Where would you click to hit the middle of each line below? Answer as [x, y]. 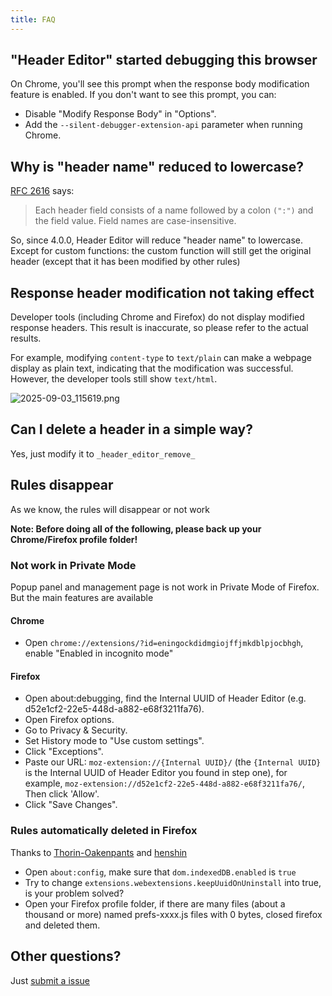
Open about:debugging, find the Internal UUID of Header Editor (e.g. [165, 698]
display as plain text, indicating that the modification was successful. [152, 368]
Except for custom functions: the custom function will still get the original [161, 251]
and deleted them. [62, 925]
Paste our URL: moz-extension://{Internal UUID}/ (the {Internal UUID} [173, 762]
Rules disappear [62, 485]
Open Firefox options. [69, 720]
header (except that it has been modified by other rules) [125, 262]
